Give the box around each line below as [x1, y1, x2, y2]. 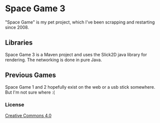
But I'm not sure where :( [5, 89, 55, 95]
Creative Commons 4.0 [5, 112, 52, 118]
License [5, 101, 24, 108]
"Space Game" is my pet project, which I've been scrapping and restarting [5, 19, 155, 25]
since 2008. [5, 24, 29, 30]
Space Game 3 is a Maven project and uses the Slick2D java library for [5, 51, 147, 57]
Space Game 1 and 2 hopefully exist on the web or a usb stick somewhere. [5, 84, 156, 90]
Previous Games [5, 71, 56, 79]
